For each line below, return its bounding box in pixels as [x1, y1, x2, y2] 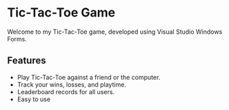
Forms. [7, 34, 28, 43]
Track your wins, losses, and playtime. [17, 80, 126, 89]
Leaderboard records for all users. [17, 87, 115, 96]
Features [7, 55, 46, 67]
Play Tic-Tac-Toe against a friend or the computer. [17, 73, 161, 81]
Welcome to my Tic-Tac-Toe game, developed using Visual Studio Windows [7, 27, 223, 36]
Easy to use [17, 95, 50, 103]
